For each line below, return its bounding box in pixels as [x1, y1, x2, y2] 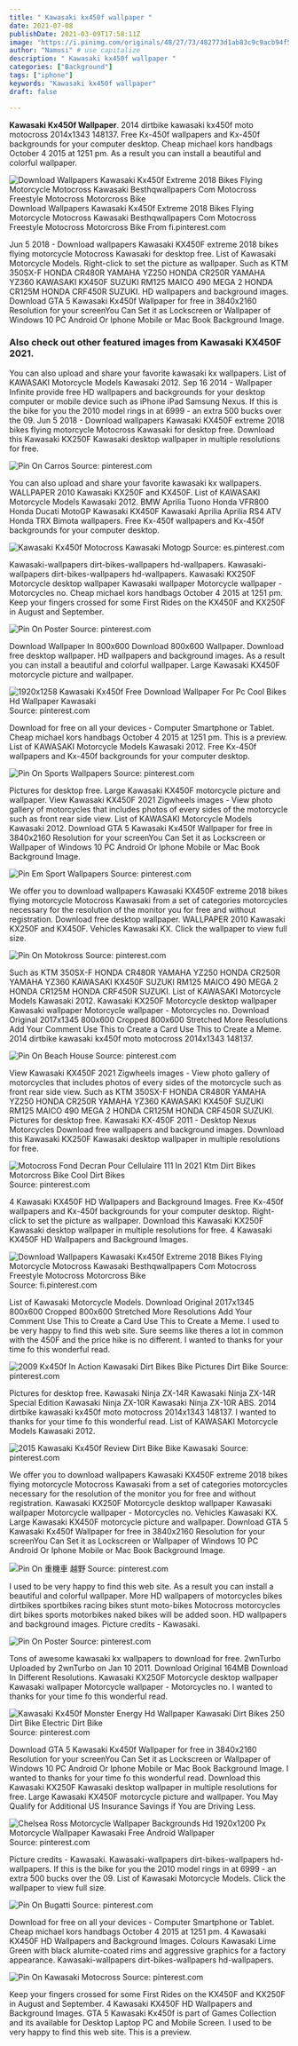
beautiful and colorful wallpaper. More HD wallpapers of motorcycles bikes [9, 1590, 283, 1601]
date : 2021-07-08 [9, 21, 74, 30]
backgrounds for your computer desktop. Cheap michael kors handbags [9, 139, 273, 149]
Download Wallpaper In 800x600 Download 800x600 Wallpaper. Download [9, 640, 284, 651]
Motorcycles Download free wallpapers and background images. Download [9, 1124, 285, 1135]
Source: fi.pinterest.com [9, 1280, 98, 1290]
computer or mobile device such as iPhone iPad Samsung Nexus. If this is [9, 396, 278, 407]
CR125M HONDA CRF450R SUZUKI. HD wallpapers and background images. [9, 286, 289, 297]
